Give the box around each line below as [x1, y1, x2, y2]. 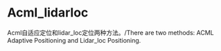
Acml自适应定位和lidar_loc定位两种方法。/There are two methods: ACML [7, 28, 214, 37]
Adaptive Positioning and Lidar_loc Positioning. [7, 36, 141, 44]
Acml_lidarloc [7, 5, 89, 21]
